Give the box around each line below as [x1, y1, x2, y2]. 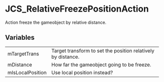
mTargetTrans [7, 50, 39, 57]
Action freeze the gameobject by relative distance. [5, 19, 106, 25]
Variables [5, 33, 35, 42]
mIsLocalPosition [7, 69, 47, 76]
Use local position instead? [51, 69, 113, 76]
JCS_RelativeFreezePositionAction [5, 3, 149, 15]
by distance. [51, 53, 80, 60]
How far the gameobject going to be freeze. [51, 61, 151, 68]
